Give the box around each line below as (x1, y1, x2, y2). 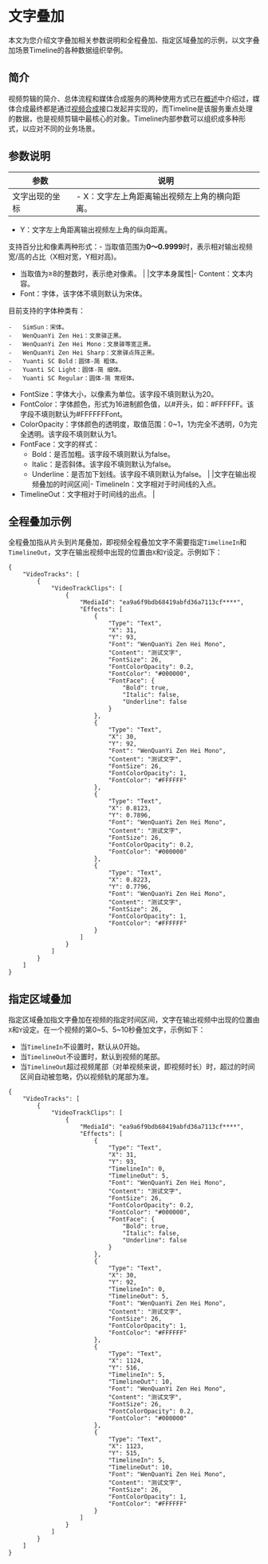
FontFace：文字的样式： (19, 439, 100, 449)
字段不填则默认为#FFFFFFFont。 (19, 409, 128, 418)
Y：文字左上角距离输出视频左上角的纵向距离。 (19, 225, 172, 234)
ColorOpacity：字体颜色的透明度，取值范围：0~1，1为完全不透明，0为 (19, 419, 251, 429)
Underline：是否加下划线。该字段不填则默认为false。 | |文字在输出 (31, 469, 250, 478)
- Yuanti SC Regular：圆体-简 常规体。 (8, 374, 138, 382)
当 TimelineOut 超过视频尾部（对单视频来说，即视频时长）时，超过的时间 (19, 1062, 255, 1072)
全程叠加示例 (8, 514, 72, 528)
